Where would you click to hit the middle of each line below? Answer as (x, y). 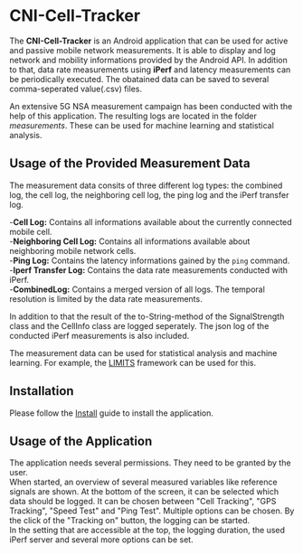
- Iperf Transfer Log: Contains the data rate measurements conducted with (148, 270)
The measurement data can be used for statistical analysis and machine (143, 352)
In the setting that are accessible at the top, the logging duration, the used (147, 531)
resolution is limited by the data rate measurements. (106, 298)
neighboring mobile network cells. (73, 250)
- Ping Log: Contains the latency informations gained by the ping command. (150, 260)
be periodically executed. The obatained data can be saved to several (139, 79)
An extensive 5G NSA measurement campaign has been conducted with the (151, 106)
